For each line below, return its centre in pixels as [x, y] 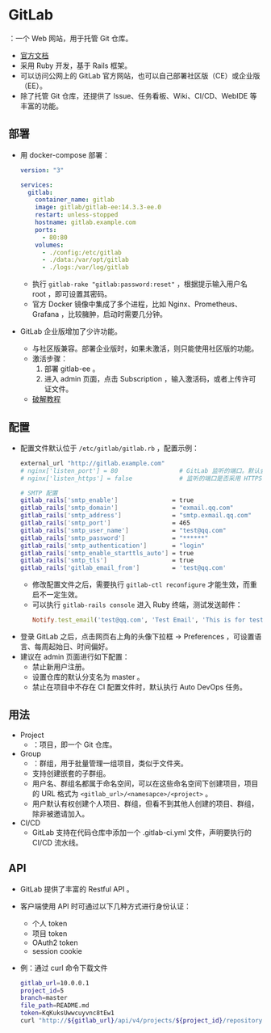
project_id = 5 [42, 991]
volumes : [50, 245]
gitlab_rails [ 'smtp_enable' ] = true [107, 500]
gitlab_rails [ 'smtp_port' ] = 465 [105, 523]
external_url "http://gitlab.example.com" [92, 463]
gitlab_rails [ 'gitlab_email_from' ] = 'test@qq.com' [123, 568]
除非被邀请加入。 [60, 813]
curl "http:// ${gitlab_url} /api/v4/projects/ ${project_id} [121, 1021]
